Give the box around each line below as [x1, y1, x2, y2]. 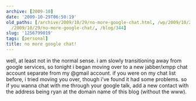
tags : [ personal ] [6, 36, 48, 41]
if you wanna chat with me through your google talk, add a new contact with [6, 82, 189, 89]
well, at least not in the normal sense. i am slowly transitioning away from [6, 57, 182, 64]
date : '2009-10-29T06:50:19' [6, 14, 77, 20]
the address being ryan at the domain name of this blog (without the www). [6, 88, 187, 95]
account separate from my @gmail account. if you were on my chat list [6, 69, 176, 76]
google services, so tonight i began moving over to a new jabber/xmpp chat [6, 63, 188, 70]
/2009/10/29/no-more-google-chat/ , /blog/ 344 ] [11, 25, 127, 31]
